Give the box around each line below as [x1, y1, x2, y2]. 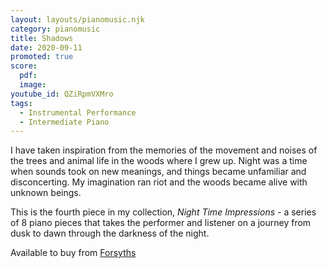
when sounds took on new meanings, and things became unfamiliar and [10, 166, 307, 178]
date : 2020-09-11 [10, 42, 83, 53]
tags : [10, 98, 33, 108]
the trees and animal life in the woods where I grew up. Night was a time [10, 155, 308, 167]
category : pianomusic [10, 24, 101, 34]
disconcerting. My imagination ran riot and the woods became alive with [10, 176, 308, 188]
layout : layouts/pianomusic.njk [10, 14, 145, 25]
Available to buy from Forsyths [10, 247, 137, 259]
